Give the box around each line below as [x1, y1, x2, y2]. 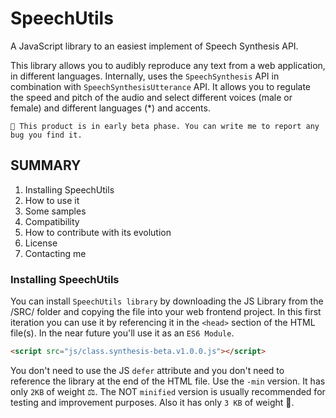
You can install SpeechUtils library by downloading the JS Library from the [10, 295, 324, 307]
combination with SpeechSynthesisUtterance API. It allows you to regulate [10, 80, 312, 92]
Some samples [24, 205, 87, 217]
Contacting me [24, 247, 87, 259]
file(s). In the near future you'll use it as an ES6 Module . [10, 327, 235, 339]
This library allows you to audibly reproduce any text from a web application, [10, 59, 326, 71]
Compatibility [24, 215, 80, 227]
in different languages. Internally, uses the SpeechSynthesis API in [10, 70, 280, 82]
